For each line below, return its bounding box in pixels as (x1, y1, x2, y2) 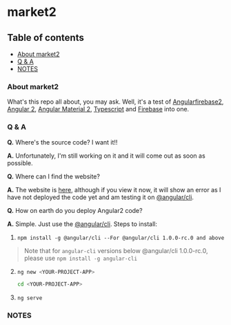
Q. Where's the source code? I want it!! (7, 138, 118, 146)
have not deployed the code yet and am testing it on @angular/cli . (7, 193, 194, 201)
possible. (7, 158, 33, 167)
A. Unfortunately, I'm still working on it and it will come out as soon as (7, 151, 205, 160)
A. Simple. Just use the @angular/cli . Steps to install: (7, 219, 157, 228)
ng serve (17, 295, 43, 301)
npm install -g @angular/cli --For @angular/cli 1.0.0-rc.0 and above (17, 234, 225, 241)
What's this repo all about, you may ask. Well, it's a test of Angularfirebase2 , (7, 98, 224, 106)
